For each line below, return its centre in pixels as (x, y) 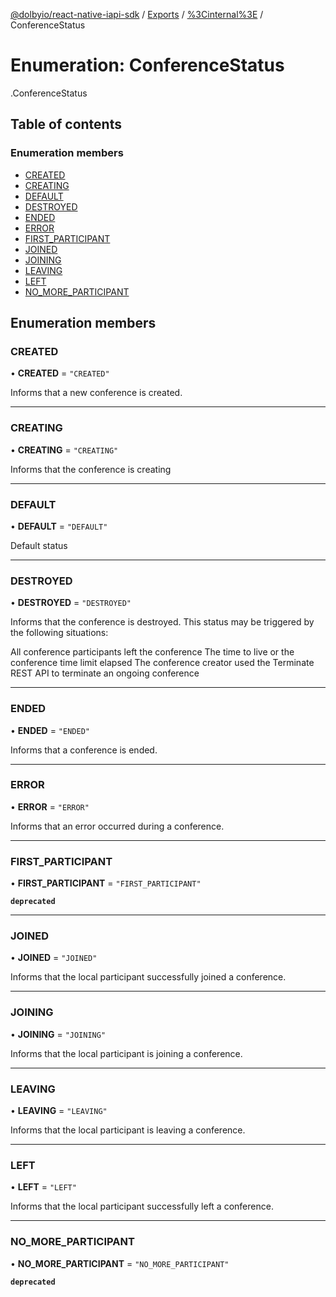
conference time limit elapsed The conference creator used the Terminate (162, 663)
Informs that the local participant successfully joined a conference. (148, 977)
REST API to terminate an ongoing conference (105, 673)
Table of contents (66, 124)
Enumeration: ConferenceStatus (147, 65)
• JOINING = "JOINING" (58, 1034)
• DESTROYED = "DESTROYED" (71, 603)
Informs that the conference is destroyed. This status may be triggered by (162, 622)
